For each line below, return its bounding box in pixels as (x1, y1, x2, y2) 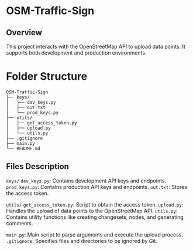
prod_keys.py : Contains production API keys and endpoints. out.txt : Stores (6, 183, 188, 190)
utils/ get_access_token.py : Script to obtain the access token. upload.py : (6, 201, 184, 208)
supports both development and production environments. (6, 49, 147, 56)
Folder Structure (6, 70, 88, 83)
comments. (6, 219, 33, 227)
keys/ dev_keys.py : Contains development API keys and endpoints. (6, 177, 167, 184)
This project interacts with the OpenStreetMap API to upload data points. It (6, 43, 186, 50)
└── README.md (6, 146, 41, 151)
